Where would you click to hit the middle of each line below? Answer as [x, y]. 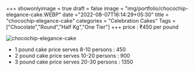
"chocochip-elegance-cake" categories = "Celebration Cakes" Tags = [91, 21]
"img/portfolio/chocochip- [157, 8]
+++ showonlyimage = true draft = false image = [65, 8]
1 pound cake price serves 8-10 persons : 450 [70, 49]
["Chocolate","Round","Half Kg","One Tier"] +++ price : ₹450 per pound [92, 27]
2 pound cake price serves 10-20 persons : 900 [72, 56]
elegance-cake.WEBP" [34, 15]
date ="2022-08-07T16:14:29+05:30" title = [116, 15]
